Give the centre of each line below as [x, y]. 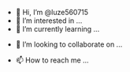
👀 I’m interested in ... [49, 21]
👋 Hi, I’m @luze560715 [52, 12]
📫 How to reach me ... [52, 60]
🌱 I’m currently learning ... [58, 29]
